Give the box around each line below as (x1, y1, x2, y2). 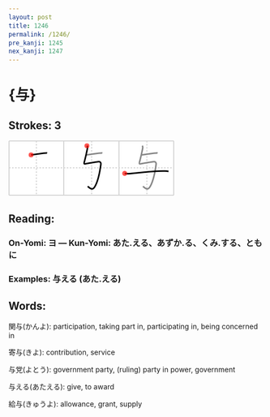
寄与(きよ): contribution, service (8, 347, 116, 357)
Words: (8, 299, 46, 312)
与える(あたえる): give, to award (8, 382, 115, 392)
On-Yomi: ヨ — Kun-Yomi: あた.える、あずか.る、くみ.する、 (8, 238, 246, 249)
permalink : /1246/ (8, 30, 71, 38)
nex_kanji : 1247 (8, 47, 63, 56)
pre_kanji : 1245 (8, 39, 63, 47)
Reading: (8, 212, 55, 226)
